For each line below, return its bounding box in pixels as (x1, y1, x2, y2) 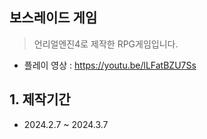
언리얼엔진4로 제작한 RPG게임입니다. (33, 38, 179, 50)
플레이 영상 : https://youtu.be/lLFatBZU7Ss (23, 59, 197, 71)
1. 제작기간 (9, 91, 71, 108)
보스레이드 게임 (9, 9, 98, 27)
